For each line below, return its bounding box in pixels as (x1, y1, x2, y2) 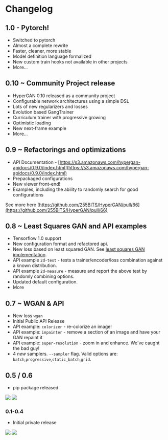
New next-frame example (12, 125, 66, 131)
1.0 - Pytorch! (5, 24, 50, 32)
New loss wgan (12, 313, 43, 319)
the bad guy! (12, 345, 40, 351)
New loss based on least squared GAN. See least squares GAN (12, 246, 145, 252)
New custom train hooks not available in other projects (12, 59, 128, 64)
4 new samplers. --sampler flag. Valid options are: (12, 351, 118, 357)
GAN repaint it (12, 335, 42, 341)
